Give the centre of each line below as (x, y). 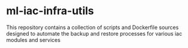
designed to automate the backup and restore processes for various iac (94, 33)
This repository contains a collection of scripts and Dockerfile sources (93, 27)
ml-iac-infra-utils (50, 11)
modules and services (33, 40)
